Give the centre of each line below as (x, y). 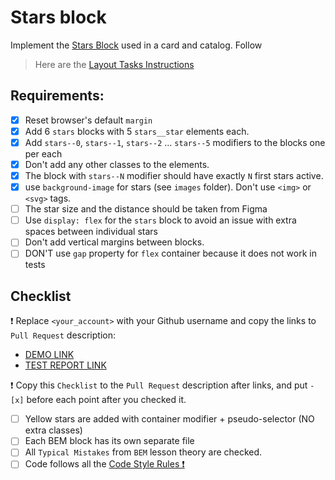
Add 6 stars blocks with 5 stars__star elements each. (137, 131)
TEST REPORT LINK (65, 365)
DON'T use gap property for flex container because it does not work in (170, 253)
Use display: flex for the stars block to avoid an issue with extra (160, 220)
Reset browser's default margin (88, 120)
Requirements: (57, 96)
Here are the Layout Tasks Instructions (114, 64)
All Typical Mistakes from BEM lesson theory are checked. (143, 452)
